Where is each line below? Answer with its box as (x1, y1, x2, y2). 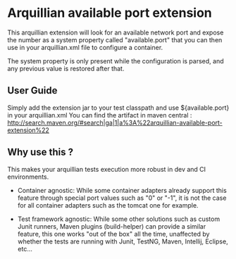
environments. (7, 172, 49, 181)
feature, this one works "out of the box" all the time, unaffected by (17, 229, 210, 238)
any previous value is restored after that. (7, 64, 125, 72)
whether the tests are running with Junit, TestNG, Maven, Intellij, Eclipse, (17, 237, 228, 246)
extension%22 (7, 125, 49, 134)
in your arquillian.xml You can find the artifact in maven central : (7, 110, 192, 119)
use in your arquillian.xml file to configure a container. (7, 43, 163, 51)
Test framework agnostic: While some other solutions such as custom (17, 215, 221, 223)
